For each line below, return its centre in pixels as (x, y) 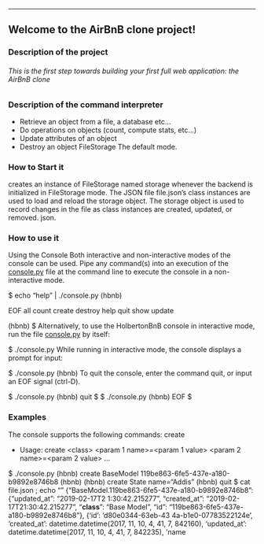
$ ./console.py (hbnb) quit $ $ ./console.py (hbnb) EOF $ (100, 397)
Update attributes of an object (68, 138)
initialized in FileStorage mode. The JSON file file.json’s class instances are (129, 193)
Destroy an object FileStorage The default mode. (98, 146)
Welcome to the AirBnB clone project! (102, 30)
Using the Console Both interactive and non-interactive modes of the (119, 255)
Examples (27, 417)
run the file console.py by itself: (59, 335)
